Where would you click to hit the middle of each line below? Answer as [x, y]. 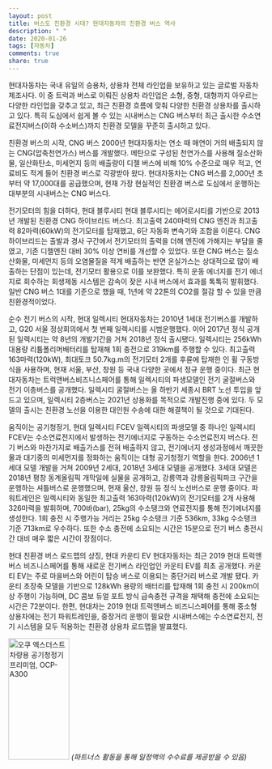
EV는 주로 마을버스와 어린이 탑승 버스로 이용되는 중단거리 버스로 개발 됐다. [134, 576]
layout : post [30, 16]
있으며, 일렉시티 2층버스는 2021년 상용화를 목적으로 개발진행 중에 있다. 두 [139, 399]
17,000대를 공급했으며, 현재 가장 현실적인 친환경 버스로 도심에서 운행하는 [146, 183]
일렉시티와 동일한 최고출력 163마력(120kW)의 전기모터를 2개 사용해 [149, 498]
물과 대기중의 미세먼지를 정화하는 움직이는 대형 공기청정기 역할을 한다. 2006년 [132, 457]
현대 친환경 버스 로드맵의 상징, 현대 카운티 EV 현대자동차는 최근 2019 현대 [124, 555]
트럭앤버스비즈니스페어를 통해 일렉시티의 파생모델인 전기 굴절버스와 [149, 379]
